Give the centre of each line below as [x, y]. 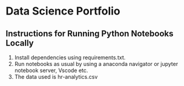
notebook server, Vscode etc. [51, 70]
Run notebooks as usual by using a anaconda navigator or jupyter [96, 64]
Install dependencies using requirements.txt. [70, 58]
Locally [20, 43]
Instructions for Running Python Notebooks [90, 34]
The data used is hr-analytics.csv [56, 77]
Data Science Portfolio [63, 11]
